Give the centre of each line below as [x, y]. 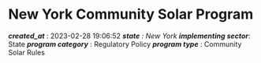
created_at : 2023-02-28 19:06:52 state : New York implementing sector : [129, 36]
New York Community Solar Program [131, 14]
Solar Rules [27, 52]
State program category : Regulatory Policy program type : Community [125, 44]
